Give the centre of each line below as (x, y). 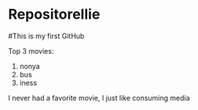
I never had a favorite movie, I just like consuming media (99, 98)
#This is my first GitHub (46, 36)
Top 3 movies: (31, 51)
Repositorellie (54, 14)
